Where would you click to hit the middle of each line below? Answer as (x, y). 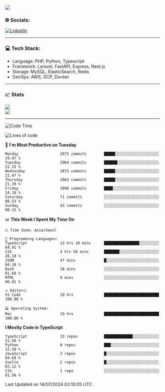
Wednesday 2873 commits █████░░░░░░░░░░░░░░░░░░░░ (82, 171)
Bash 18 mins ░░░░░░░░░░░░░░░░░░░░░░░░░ (82, 269)
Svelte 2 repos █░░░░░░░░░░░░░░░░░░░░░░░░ (82, 362)
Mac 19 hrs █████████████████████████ (82, 314)
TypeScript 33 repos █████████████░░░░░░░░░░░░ (82, 336)
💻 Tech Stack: (23, 48)
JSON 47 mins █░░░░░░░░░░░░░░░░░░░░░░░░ (82, 260)
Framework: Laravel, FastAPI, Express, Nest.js (59, 66)
